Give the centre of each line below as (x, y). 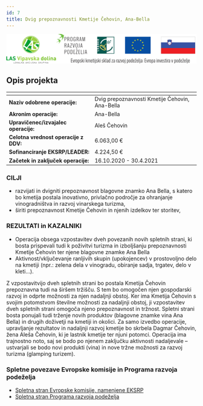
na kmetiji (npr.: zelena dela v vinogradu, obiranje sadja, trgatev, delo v (103, 265)
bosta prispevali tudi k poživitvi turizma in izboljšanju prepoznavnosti (101, 246)
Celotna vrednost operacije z (46, 137)
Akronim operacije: (33, 114)
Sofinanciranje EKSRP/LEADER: (49, 152)
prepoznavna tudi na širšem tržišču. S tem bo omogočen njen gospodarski (99, 289)
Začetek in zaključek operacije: (49, 160)
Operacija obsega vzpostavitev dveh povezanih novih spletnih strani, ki (103, 239)
